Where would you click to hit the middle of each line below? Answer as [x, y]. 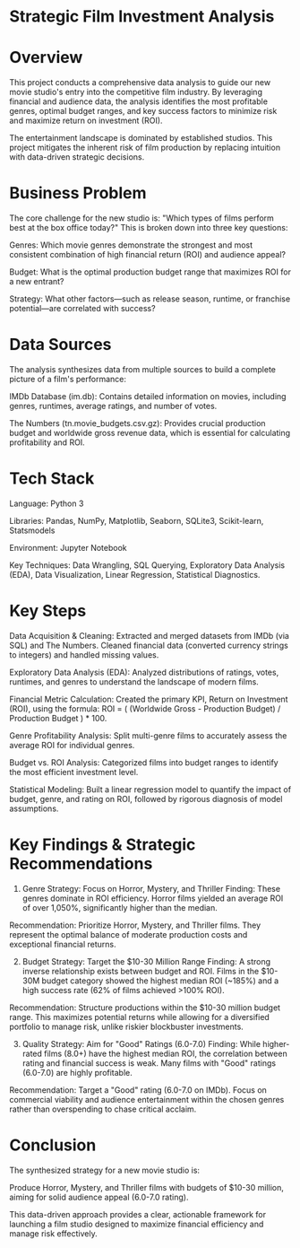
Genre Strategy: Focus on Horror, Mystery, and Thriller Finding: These [151, 888]
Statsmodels [32, 530]
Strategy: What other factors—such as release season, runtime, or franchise [150, 299]
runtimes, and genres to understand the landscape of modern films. [134, 681]
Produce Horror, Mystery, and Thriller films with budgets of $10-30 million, [146, 1187]
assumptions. [34, 808]
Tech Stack [52, 479]
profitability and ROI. [47, 442]
